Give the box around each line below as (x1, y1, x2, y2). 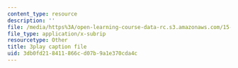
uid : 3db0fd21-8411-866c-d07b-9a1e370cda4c (7, 50, 138, 57)
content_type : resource (7, 10, 78, 18)
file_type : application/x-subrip (7, 30, 106, 38)
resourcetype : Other (7, 37, 69, 44)
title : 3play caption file (7, 43, 87, 50)
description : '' (7, 17, 55, 24)
